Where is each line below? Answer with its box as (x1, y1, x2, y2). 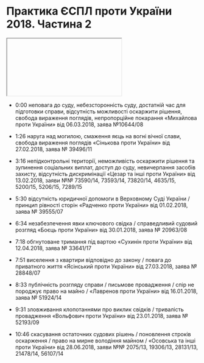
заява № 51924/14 (15, 294, 62, 301)
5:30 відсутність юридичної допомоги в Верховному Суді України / (15, 195, 190, 202)
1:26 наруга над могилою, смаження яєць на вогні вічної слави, (15, 132, 181, 139)
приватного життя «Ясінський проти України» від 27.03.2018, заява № (15, 263, 197, 270)
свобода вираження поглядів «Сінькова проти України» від (15, 139, 171, 146)
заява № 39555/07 (15, 208, 64, 215)
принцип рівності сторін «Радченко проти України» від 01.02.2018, (15, 201, 188, 208)
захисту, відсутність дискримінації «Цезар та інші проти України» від (15, 170, 195, 177)
